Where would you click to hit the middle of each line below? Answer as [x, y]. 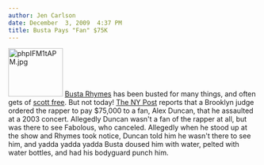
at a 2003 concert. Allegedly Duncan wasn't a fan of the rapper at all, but [128, 119]
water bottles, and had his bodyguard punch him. [88, 153]
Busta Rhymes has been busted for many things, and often [160, 94]
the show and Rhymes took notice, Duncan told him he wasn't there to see [130, 136]
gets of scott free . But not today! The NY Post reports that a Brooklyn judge [131, 103]
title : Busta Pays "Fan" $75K [58, 30]
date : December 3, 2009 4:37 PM [65, 23]
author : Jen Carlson [42, 15]
